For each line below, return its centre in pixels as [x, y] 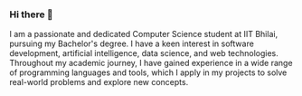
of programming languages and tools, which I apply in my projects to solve [148, 72]
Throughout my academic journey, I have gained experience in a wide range [151, 63]
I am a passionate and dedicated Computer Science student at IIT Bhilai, [144, 34]
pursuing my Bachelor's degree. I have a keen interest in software [132, 43]
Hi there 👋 [32, 14]
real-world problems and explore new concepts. [99, 82]
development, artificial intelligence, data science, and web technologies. [144, 53]
